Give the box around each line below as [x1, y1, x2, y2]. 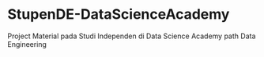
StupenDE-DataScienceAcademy [7, 5, 230, 23]
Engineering [7, 39, 47, 48]
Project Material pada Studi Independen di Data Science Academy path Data [7, 31, 256, 41]
